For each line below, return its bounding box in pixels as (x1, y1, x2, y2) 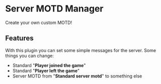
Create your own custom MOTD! (5, 19, 72, 25)
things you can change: (5, 52, 54, 58)
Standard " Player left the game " (12, 67, 80, 73)
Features (5, 34, 34, 42)
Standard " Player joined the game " (12, 62, 86, 68)
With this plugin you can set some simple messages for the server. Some (5, 47, 156, 53)
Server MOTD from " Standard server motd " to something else (12, 73, 142, 79)
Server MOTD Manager (5, 3, 104, 14)
